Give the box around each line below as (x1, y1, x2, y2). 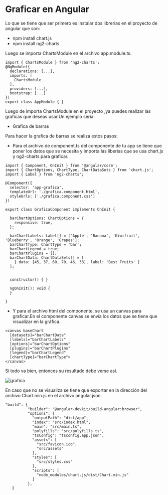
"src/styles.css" (37, 459, 73, 464)
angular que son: (5, 25, 40, 31)
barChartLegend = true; (10, 246, 59, 251)
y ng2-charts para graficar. (12, 153, 69, 159)
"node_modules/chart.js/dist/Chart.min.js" (37, 472, 129, 477)
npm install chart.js (12, 35, 52, 41)
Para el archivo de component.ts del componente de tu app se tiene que (12, 142, 162, 148)
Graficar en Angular (5, 4, 89, 15)
